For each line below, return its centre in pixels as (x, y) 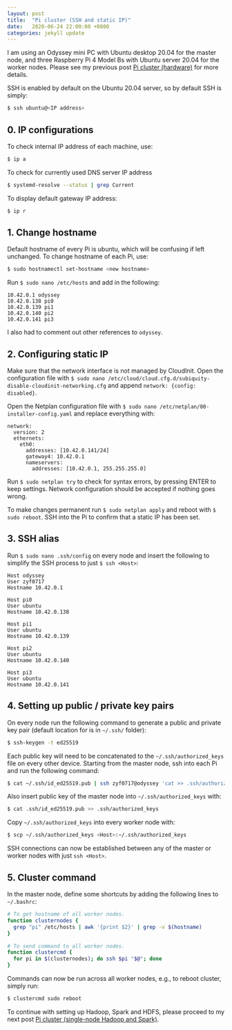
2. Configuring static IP (58, 354)
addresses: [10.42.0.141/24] (67, 451)
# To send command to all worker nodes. (66, 946)
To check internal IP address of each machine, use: (80, 146)
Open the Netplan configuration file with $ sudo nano (82, 407)
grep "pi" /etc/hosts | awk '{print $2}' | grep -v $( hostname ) (108, 927)
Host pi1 (20, 624)
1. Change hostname (52, 232)
